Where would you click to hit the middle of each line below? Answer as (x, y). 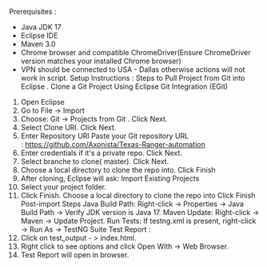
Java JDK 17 (41, 27)
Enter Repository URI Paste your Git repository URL (105, 136)
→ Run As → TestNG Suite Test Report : (86, 229)
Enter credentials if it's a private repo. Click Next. (102, 153)
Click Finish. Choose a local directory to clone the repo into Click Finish (138, 195)
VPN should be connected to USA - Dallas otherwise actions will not (133, 70)
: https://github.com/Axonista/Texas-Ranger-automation (113, 144)
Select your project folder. (64, 187)
